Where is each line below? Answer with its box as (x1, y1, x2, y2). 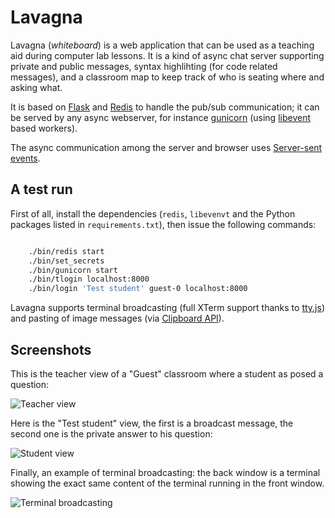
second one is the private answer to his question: (10, 427, 213, 440)
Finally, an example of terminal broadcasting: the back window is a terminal (10, 466, 321, 478)
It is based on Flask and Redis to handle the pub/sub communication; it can (10, 101, 320, 113)
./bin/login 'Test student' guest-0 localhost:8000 (28, 284, 248, 294)
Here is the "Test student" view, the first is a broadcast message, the (10, 417, 294, 429)
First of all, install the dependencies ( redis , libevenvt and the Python (10, 207, 296, 220)
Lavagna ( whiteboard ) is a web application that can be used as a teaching (10, 39, 315, 51)
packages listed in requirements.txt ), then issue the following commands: (10, 218, 317, 230)
